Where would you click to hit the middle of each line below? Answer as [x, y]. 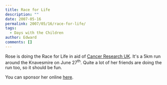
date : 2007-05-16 [23, 19]
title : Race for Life [28, 10]
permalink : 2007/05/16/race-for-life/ [45, 24]
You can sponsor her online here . [39, 77]
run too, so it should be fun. [34, 68]
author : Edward [21, 38]
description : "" [22, 14]
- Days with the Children [37, 33]
